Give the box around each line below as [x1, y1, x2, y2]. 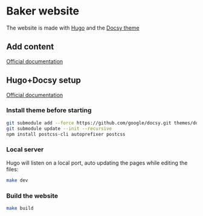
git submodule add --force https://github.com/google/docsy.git [6, 119, 172, 126]
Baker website [6, 4, 80, 18]
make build [6, 205, 34, 211]
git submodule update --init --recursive [6, 125, 112, 132]
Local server [6, 145, 44, 154]
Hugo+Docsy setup [6, 75, 82, 86]
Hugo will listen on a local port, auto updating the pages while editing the [6, 159, 188, 167]
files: [6, 165, 19, 173]
